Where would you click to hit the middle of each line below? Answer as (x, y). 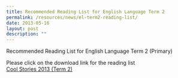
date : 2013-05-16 (28, 23)
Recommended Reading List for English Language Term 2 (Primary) (89, 51)
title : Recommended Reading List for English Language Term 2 (85, 12)
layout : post (22, 28)
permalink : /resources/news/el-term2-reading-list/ (72, 17)
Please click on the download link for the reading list (71, 63)
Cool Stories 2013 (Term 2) (40, 69)
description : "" (26, 34)
